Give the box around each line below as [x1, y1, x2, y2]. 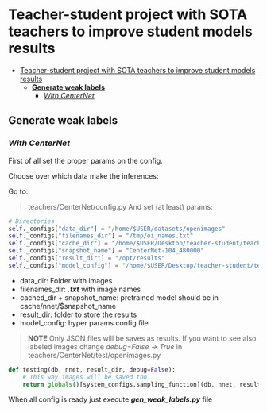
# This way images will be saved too [22, 373, 148, 381]
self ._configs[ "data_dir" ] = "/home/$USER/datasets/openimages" [8, 225, 226, 233]
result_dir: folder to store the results [19, 310, 137, 319]
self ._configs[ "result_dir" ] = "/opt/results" [8, 254, 165, 262]
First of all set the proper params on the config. [8, 156, 163, 165]
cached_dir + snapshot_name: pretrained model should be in [19, 292, 219, 302]
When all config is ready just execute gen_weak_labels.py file [8, 395, 213, 404]
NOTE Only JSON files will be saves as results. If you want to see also [27, 333, 257, 343]
